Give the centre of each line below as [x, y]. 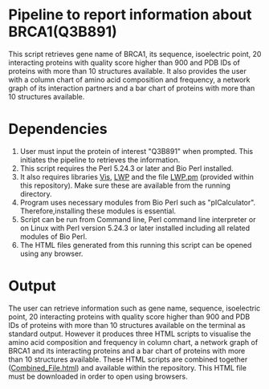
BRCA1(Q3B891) [63, 32]
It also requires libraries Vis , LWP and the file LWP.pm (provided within [137, 176]
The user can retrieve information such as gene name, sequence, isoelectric [134, 308]
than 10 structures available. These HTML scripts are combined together [128, 359]
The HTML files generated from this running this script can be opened [136, 245]
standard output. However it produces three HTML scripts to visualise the [130, 334]
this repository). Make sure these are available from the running [125, 185]
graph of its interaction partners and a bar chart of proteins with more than [132, 88]
